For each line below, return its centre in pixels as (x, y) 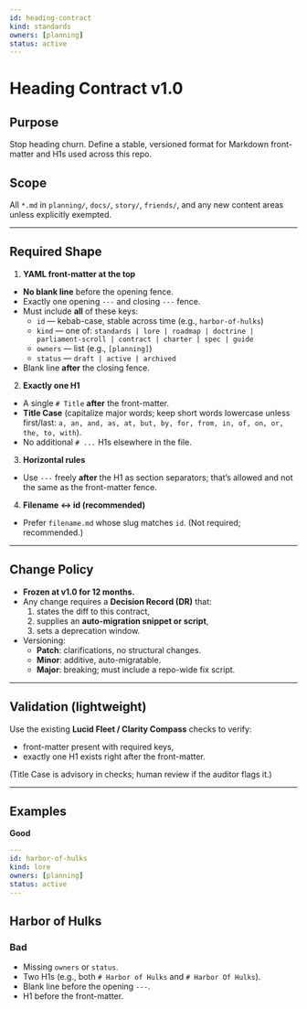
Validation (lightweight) (78, 707)
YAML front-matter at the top (79, 274)
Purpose (34, 122)
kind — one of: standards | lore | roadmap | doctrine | (145, 330)
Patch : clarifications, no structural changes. (119, 649)
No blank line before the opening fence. (98, 291)
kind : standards (40, 27)
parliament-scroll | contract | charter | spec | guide (145, 339)
